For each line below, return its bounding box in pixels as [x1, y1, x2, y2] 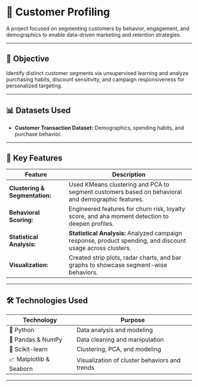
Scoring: [9, 216, 34, 224]
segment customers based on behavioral [68, 188, 182, 196]
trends [76, 363, 95, 372]
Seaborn [9, 365, 33, 373]
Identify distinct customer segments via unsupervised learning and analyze [6, 69, 189, 76]
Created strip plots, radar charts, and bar [68, 253, 181, 262]
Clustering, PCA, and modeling [76, 345, 161, 353]
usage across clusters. [68, 244, 131, 252]
